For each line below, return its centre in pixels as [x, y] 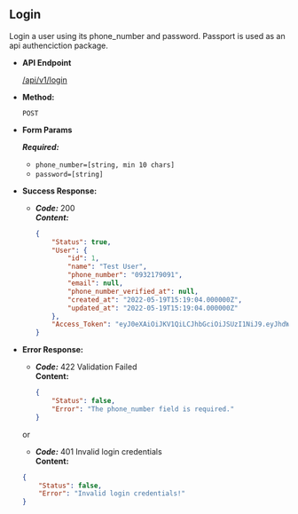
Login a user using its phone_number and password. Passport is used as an [147, 36]
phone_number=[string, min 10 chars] [105, 165]
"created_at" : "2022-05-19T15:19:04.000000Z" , [154, 300]
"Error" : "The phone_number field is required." [143, 409]
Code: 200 [55, 208]
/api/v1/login [45, 80]
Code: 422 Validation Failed [86, 367]
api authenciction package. [59, 45]
